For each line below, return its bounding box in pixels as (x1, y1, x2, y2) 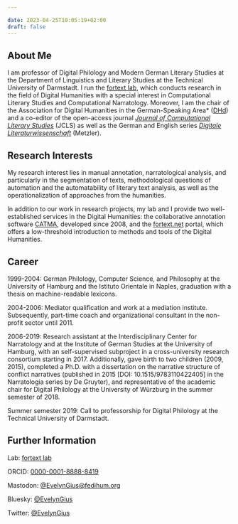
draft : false (7, 23, 46, 31)
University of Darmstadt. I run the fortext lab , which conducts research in (7, 83, 222, 92)
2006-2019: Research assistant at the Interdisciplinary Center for (7, 332, 198, 341)
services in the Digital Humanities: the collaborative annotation (42, 213, 226, 221)
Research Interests (7, 149, 93, 161)
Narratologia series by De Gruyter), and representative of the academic (7, 378, 216, 386)
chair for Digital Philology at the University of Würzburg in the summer (7, 385, 213, 393)
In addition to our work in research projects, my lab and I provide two (7, 205, 210, 213)
